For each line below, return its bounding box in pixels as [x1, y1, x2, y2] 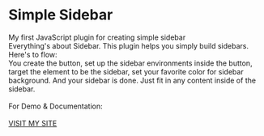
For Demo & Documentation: [8, 101, 103, 111]
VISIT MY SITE [8, 118, 57, 128]
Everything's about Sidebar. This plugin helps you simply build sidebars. [8, 40, 249, 50]
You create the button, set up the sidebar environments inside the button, [8, 58, 253, 68]
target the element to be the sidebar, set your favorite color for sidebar [8, 66, 245, 76]
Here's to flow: [8, 49, 58, 59]
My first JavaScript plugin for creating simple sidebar [8, 32, 186, 42]
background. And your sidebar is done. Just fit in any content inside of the [8, 75, 257, 85]
